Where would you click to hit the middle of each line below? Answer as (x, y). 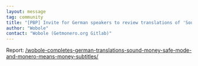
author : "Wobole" (27, 28)
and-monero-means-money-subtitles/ (52, 57)
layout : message (26, 11)
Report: (15, 50)
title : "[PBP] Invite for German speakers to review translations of (93, 22)
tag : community (25, 17)
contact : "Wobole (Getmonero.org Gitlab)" (59, 34)
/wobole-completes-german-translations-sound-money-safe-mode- (108, 50)
